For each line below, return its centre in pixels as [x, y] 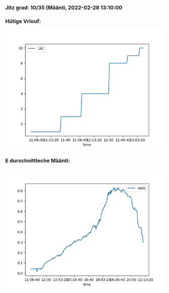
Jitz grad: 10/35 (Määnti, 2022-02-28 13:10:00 [64, 8]
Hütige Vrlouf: [23, 21]
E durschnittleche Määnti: [38, 161]
